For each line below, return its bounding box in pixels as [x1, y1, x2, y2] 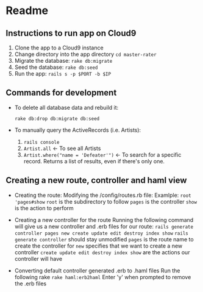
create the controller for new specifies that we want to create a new [14, 242, 183, 249]
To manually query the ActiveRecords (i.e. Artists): [14, 126, 141, 134]
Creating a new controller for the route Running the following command [14, 216, 194, 223]
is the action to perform [14, 204, 74, 212]
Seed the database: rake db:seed [14, 63, 98, 71]
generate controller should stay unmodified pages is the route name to [14, 235, 194, 243]
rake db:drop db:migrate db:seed [14, 115, 100, 122]
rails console [23, 139, 60, 145]
